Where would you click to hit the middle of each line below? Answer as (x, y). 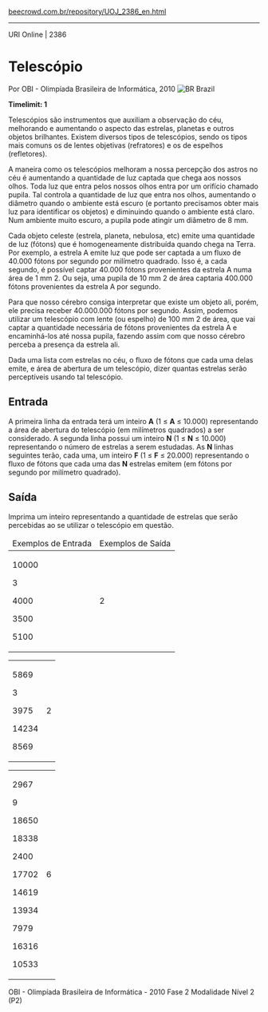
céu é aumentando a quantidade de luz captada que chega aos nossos (125, 177)
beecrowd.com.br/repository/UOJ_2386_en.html (87, 12)
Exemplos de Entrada (52, 543)
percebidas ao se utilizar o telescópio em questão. (91, 525)
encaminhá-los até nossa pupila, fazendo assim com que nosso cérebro (127, 335)
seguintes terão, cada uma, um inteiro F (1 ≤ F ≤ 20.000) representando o (129, 455)
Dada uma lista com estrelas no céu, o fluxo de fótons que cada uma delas (131, 359)
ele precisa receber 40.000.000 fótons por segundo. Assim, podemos (123, 310)
